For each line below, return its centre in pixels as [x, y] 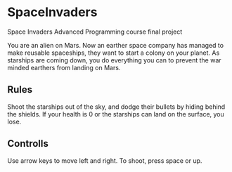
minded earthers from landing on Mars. [64, 67]
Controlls [28, 144]
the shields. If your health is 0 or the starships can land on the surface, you [116, 114]
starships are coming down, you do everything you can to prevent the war [114, 60]
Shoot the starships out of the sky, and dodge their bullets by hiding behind [116, 107]
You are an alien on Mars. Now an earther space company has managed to [115, 45]
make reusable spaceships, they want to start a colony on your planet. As [114, 53]
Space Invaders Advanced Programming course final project [95, 32]
